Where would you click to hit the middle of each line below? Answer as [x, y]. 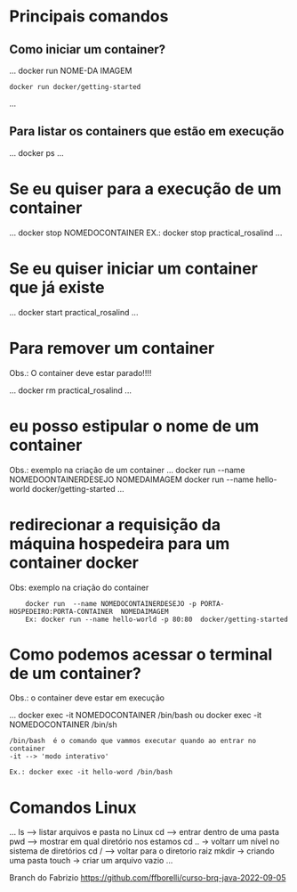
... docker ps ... [36, 152]
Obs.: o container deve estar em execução [87, 698]
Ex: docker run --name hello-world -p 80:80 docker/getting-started [157, 619]
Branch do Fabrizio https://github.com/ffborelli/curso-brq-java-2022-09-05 [148, 878]
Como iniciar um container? [88, 49]
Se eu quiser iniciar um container [133, 268]
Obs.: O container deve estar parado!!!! [80, 372]
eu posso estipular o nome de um [134, 426]
